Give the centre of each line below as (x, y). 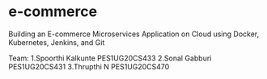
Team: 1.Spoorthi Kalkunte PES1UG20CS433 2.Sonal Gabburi (110, 58)
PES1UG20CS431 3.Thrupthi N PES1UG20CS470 (89, 66)
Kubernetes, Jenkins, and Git (57, 42)
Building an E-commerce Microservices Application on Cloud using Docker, (134, 34)
